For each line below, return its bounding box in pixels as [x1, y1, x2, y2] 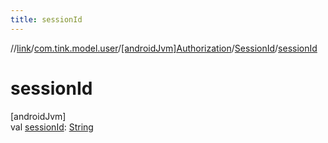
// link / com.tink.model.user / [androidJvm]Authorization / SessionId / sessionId [10, 42, 318, 54]
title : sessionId [10, 14, 83, 25]
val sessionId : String [10, 121, 94, 133]
